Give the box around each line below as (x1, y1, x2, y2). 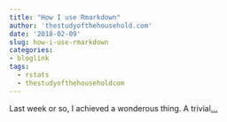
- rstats (17, 71, 50, 80)
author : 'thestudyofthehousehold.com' (9, 21, 153, 30)
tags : (9, 63, 29, 72)
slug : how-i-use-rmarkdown (9, 37, 109, 47)
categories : (9, 46, 53, 55)
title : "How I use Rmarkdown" (9, 12, 121, 22)
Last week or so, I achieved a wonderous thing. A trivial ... (9, 103, 218, 113)
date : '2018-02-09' (9, 29, 82, 38)
